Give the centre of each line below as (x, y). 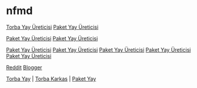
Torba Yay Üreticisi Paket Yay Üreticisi (52, 27)
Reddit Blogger (24, 67)
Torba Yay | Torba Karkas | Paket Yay (51, 79)
